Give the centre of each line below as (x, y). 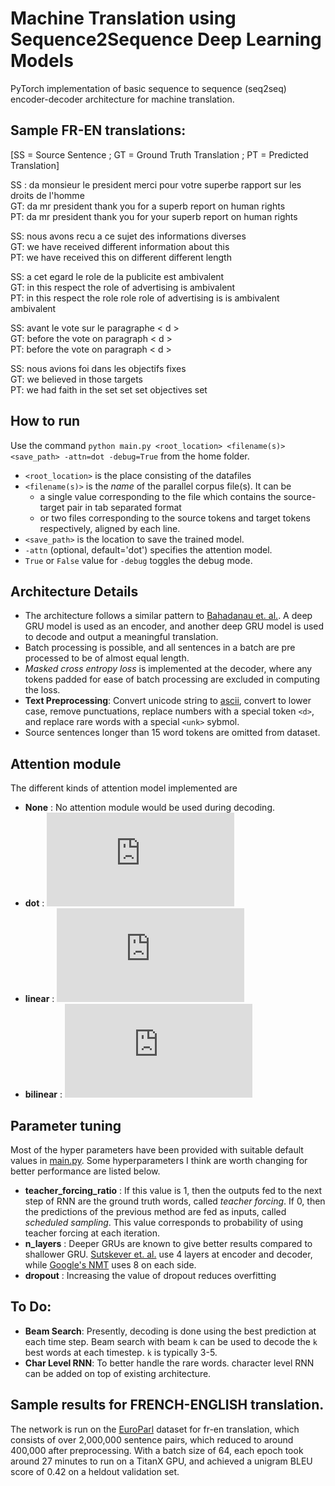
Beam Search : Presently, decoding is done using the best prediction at (170, 1331)
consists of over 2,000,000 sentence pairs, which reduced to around (152, 1439)
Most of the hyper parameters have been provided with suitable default (157, 1150)
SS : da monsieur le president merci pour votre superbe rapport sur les (156, 184)
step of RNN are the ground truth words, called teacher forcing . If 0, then (175, 1201)
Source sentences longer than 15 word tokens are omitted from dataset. (172, 733)
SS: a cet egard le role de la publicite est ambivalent (117, 276)
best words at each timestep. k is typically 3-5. (121, 1352)
